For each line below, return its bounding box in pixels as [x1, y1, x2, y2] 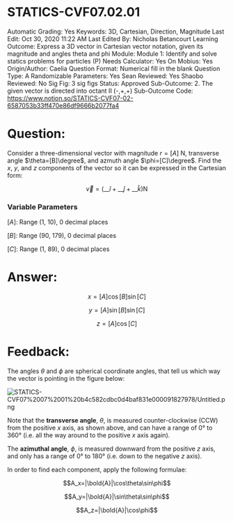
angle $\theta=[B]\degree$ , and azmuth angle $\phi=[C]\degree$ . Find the [7, 156, 222, 165]
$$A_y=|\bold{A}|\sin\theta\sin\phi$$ [64, 492, 170, 501]
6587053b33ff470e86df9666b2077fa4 [7, 101, 120, 110]
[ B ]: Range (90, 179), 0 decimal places [7, 232, 117, 240]
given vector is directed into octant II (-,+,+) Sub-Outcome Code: [7, 86, 193, 95]
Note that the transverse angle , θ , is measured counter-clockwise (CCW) [7, 416, 218, 425]
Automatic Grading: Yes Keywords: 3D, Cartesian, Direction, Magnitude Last [7, 27, 225, 36]
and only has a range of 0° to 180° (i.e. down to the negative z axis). [7, 452, 202, 460]
